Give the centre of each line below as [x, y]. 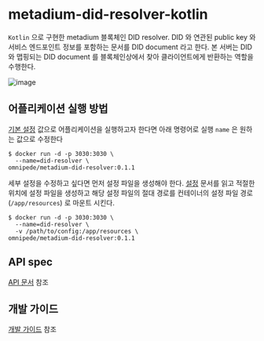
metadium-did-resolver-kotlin [108, 15]
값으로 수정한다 [39, 139]
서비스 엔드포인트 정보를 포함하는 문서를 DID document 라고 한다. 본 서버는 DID [130, 47]
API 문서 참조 [28, 282]
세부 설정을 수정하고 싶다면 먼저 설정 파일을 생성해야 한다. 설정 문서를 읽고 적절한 [132, 183]
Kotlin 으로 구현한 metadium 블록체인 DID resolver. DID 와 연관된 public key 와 [132, 37]
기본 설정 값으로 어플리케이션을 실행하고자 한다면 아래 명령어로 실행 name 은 [123, 129]
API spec [31, 262]
